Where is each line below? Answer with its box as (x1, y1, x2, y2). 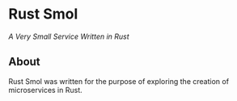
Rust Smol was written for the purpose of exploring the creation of (8, 76, 229, 86)
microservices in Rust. (8, 85, 83, 95)
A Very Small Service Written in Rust (8, 32, 129, 41)
